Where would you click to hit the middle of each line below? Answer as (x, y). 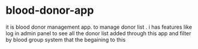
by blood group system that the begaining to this (66, 39)
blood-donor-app (50, 10)
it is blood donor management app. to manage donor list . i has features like (99, 27)
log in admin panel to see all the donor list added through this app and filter (98, 33)
